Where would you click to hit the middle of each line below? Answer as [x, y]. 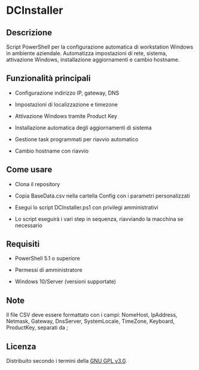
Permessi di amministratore [48, 270]
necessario [29, 225]
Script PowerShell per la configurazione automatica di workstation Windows [100, 47]
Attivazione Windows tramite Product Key [66, 116]
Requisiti [23, 244]
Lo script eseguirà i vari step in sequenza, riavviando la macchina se [99, 219]
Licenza [21, 346]
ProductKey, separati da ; [37, 327]
